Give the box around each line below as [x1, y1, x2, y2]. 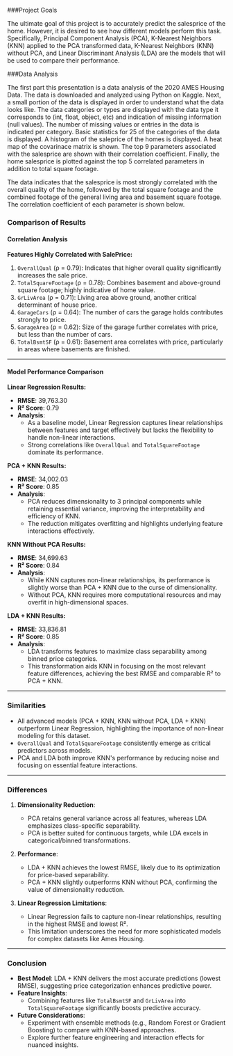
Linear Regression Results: [7, 383, 87, 392]
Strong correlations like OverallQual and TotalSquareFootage [27, 441, 200, 449]
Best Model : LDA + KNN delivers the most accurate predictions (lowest [17, 974, 221, 983]
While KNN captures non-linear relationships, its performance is [27, 576, 211, 584]
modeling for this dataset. [17, 731, 91, 739]
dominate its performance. [27, 448, 104, 456]
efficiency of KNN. [27, 512, 81, 520]
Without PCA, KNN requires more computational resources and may [27, 591, 222, 599]
